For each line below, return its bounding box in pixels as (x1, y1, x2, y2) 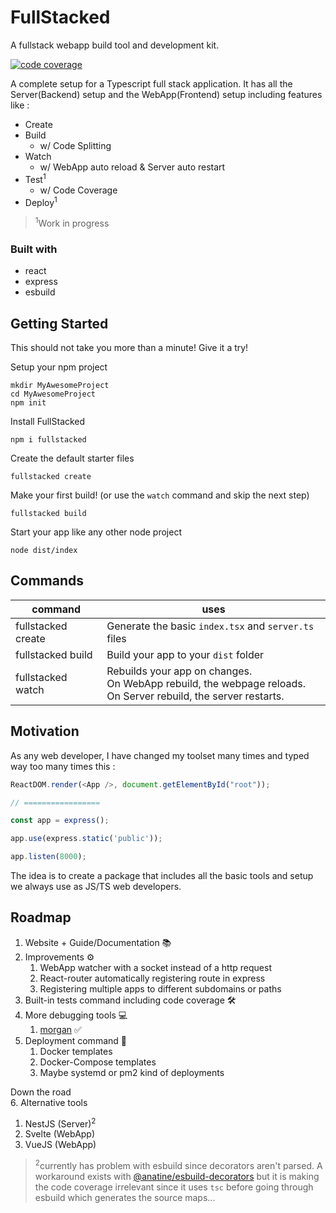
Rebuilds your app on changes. (106, 664, 253, 678)
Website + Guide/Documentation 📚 (24, 936, 172, 948)
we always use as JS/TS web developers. (10, 881, 182, 893)
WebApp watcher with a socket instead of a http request (39, 961, 272, 973)
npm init (10, 398, 47, 408)
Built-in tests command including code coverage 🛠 (24, 994, 237, 1006)
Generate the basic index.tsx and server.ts (106, 619, 315, 633)
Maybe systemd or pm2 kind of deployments (39, 1066, 225, 1078)
